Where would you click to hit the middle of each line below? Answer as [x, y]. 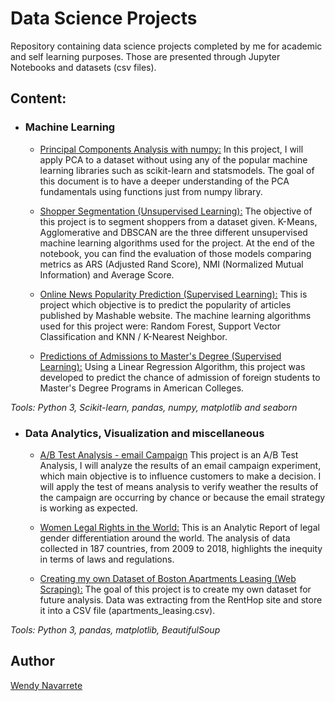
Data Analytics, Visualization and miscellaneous [144, 433]
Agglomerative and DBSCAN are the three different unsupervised [173, 232]
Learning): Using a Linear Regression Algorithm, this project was [172, 366]
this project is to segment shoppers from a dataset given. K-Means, [178, 221]
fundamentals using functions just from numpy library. [151, 191]
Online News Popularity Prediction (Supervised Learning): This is [173, 294]
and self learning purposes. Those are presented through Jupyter [145, 56]
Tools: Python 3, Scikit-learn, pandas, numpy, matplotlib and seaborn [154, 407]
